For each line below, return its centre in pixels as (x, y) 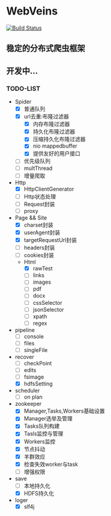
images (42, 282)
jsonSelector (48, 309)
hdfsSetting (38, 384)
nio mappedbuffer (55, 146)
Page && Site (31, 217)
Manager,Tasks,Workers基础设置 (64, 411)
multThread (38, 168)
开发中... (22, 71)
